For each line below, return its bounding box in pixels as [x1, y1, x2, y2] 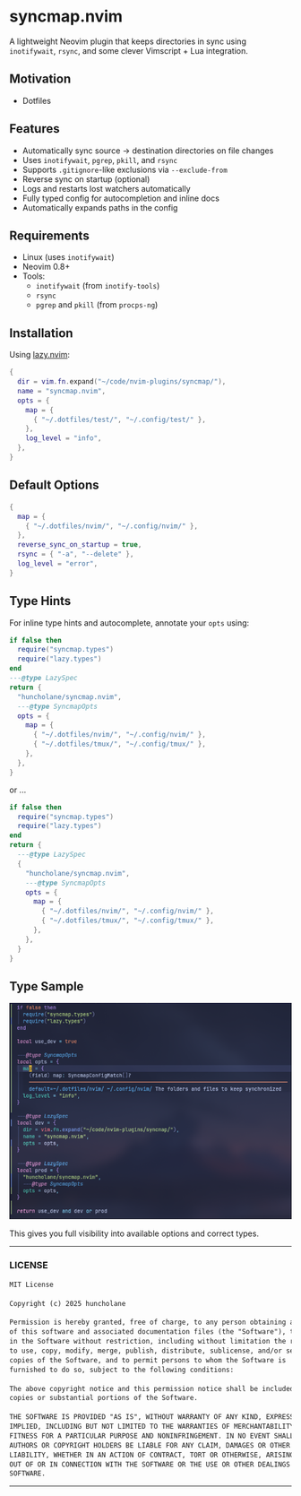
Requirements [9, 228, 90, 243]
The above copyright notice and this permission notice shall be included [9, 1384, 295, 1393]
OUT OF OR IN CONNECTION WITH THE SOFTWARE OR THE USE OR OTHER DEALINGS [9, 1459, 291, 1469]
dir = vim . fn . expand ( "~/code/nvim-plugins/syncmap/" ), [17, 377, 227, 386]
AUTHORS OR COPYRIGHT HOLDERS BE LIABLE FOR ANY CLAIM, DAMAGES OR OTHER [9, 1440, 291, 1449]
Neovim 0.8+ [21, 262, 71, 272]
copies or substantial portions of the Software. [9, 1394, 199, 1403]
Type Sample [9, 979, 84, 994]
